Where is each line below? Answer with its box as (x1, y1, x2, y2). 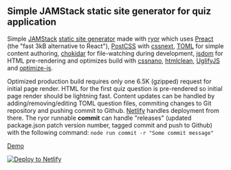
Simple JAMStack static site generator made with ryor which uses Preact (7, 34, 214, 43)
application (7, 17, 57, 28)
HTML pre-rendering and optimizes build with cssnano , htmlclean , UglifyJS (7, 56, 220, 65)
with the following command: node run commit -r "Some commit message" (7, 128, 214, 136)
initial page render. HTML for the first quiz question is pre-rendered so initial (7, 84, 223, 92)
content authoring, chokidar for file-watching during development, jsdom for (7, 49, 223, 57)
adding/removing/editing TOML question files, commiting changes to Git (7, 99, 212, 107)
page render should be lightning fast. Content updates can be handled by (7, 92, 215, 100)
